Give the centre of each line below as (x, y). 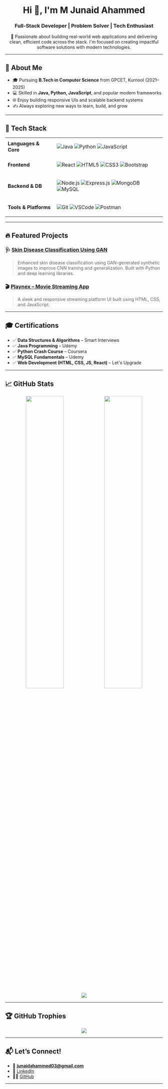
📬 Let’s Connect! (33, 1051)
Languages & (24, 143)
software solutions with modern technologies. (84, 47)
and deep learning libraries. (46, 273)
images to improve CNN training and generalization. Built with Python (89, 268)
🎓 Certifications (32, 326)
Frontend (19, 165)
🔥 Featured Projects (37, 235)
